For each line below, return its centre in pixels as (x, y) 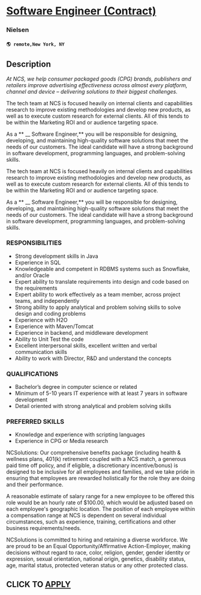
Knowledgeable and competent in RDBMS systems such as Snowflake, (102, 269)
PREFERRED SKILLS (35, 422)
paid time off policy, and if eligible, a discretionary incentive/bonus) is (92, 465)
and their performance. (35, 484)
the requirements (36, 288)
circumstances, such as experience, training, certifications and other (91, 522)
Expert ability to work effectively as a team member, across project (97, 294)
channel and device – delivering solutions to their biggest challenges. (92, 91)
